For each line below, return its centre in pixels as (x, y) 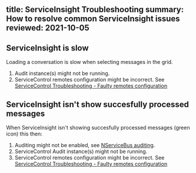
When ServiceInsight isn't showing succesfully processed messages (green (98, 128)
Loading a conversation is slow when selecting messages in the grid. (89, 62)
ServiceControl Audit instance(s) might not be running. (81, 151)
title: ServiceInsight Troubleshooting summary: (95, 10)
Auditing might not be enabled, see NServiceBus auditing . (85, 145)
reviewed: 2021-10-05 (48, 28)
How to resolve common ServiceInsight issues (93, 19)
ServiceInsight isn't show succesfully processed (98, 104)
